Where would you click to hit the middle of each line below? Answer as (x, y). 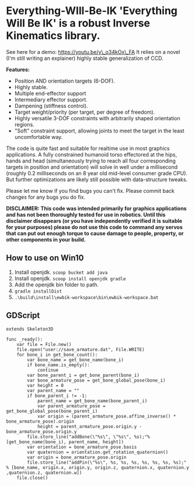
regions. (25, 124)
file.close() (32, 478)
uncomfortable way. (39, 137)
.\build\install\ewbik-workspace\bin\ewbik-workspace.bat (86, 297)
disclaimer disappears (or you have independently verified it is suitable (94, 220)
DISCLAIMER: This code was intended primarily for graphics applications (96, 208)
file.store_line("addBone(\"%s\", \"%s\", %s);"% (88, 437)
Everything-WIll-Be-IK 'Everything (92, 11)
